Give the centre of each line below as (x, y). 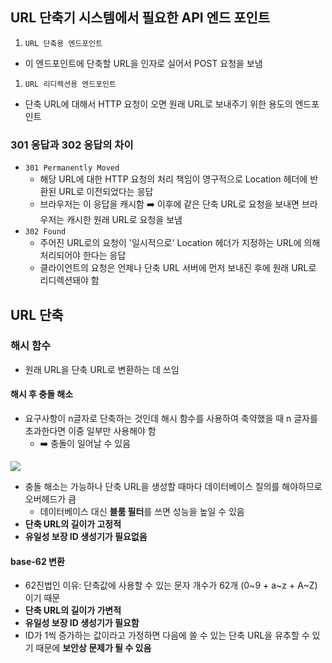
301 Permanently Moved (72, 168)
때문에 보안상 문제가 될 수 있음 (93, 648)
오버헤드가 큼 (50, 499)
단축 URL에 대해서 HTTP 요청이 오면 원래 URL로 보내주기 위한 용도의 (158, 104)
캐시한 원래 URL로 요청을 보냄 (124, 220)
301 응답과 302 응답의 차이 (72, 145)
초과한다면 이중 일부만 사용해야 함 (90, 431)
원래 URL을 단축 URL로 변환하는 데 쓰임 (102, 369)
